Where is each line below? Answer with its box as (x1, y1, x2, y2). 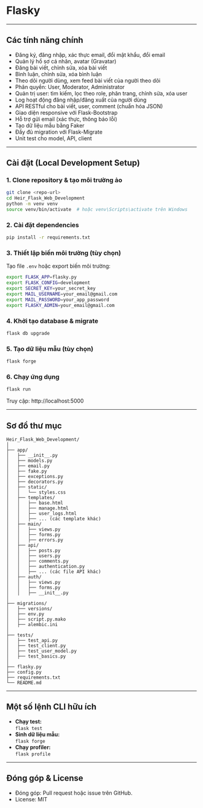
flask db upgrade (6, 330, 50, 336)
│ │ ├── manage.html (6, 505, 69, 511)
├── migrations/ (6, 600, 47, 606)
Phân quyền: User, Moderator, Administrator (14, 83, 125, 91)
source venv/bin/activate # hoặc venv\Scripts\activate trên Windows (6, 207, 188, 213)
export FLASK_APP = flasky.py (6, 274, 77, 280)
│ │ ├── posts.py (6, 548, 61, 554)
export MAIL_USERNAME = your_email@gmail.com (6, 291, 118, 297)
